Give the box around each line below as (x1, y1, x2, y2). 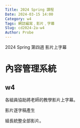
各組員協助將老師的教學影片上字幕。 (5, 97, 78, 102)
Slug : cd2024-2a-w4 (5, 26, 45, 31)
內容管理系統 (5, 64, 57, 74)
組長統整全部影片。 (5, 118, 44, 124)
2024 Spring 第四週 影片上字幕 (5, 44, 67, 50)
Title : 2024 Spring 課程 (5, 7, 54, 12)
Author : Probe (5, 30, 34, 35)
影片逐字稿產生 (5, 107, 35, 113)
